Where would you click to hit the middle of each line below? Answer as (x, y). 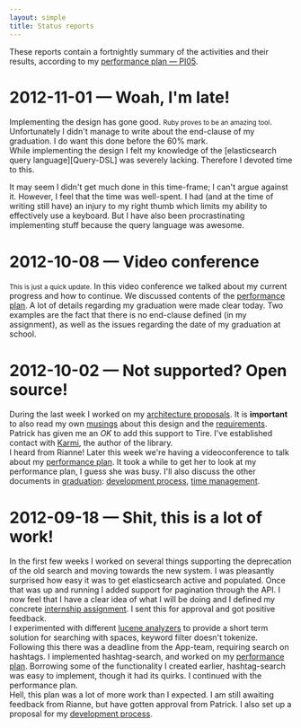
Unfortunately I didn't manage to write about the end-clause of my (132, 132)
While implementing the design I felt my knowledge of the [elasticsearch (143, 151)
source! (39, 389)
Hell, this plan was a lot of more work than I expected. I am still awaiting (142, 695)
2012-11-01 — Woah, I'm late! (120, 97)
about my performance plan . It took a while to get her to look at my (133, 462)
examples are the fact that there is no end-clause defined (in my (128, 315)
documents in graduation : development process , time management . (135, 481)
